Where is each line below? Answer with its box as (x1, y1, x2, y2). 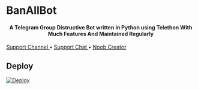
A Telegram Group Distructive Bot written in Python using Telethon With (9, 23, 193, 31)
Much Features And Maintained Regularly (47, 30, 154, 37)
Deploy (6, 61, 34, 71)
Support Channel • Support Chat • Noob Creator (6, 43, 127, 51)
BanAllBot (6, 4, 57, 17)
